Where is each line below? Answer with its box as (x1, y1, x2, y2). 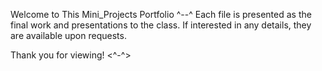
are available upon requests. (10, 30, 127, 41)
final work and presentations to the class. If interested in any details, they (10, 19, 312, 31)
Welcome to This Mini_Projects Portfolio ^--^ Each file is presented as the (10, 9, 312, 20)
